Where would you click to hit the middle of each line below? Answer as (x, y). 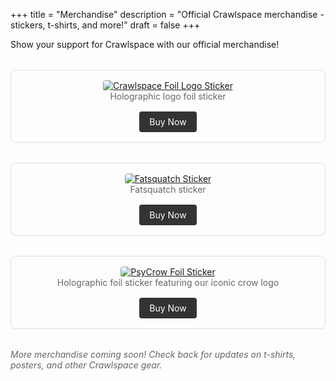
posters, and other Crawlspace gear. (86, 365)
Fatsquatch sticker (168, 189)
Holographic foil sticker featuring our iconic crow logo (168, 282)
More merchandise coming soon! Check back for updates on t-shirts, (153, 354)
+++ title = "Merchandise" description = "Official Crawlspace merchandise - (167, 14)
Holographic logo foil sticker (168, 96)
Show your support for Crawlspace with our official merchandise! (145, 44)
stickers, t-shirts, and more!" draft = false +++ (105, 25)
